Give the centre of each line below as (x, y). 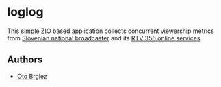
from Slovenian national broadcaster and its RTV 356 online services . (105, 38)
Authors (25, 60)
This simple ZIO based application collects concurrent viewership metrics (110, 31)
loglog (25, 12)
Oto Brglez (32, 76)
